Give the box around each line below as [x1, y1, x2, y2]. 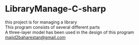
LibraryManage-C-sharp [5, 3, 107, 14]
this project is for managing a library [5, 19, 77, 25]
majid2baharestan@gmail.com [5, 34, 66, 40]
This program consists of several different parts [5, 24, 100, 30]
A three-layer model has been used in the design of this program [5, 29, 134, 35]
